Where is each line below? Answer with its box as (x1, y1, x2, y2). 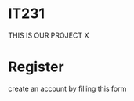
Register (8, 58, 64, 76)
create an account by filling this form (8, 84, 127, 93)
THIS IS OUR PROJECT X (8, 31, 89, 40)
